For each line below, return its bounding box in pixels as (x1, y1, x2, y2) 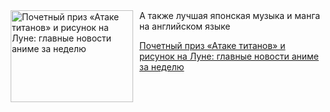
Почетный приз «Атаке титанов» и (139, 40, 286, 51)
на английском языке (139, 20, 231, 32)
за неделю (139, 61, 185, 73)
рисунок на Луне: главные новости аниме (139, 50, 319, 62)
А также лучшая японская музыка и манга (139, 10, 321, 21)
